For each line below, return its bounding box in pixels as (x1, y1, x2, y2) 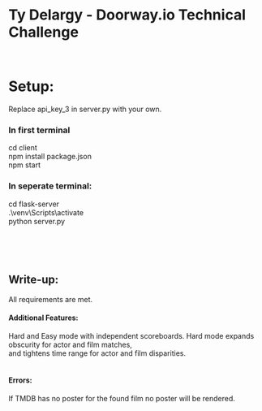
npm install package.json (8, 152, 92, 162)
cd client (8, 143, 38, 153)
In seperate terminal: (8, 180, 92, 192)
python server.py (8, 216, 66, 226)
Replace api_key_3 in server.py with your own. (8, 104, 162, 115)
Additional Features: (8, 313, 79, 322)
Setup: (8, 77, 54, 96)
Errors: (8, 375, 32, 385)
